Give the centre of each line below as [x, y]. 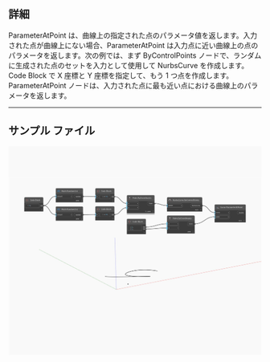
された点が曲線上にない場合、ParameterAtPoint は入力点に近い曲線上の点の [133, 45]
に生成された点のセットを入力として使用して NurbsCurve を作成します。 [129, 65]
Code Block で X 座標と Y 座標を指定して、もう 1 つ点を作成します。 [121, 75]
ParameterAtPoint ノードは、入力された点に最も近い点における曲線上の [127, 85]
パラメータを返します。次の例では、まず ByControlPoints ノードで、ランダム [135, 55]
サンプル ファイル [52, 131]
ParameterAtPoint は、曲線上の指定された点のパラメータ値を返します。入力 [133, 35]
